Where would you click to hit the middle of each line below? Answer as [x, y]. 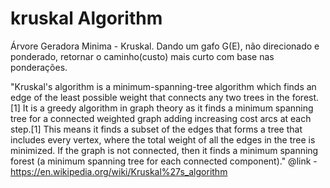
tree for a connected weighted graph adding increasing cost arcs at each [161, 118]
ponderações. [39, 67]
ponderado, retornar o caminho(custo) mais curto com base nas [142, 56]
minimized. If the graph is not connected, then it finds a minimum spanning [164, 150]
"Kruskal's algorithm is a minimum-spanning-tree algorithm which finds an [163, 86]
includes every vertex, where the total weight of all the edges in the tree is [163, 139]
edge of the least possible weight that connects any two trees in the [150, 97]
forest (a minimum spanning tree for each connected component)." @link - [164, 161]
